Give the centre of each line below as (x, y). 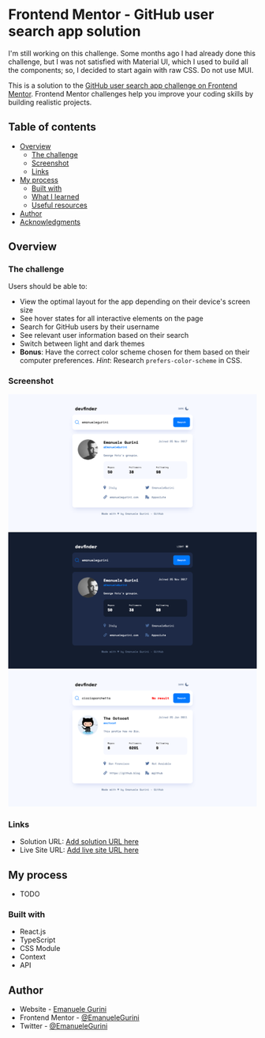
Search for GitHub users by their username (90, 327)
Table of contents (52, 127)
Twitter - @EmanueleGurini (63, 1026)
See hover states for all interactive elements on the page (111, 319)
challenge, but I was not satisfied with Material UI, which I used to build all (128, 62)
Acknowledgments (50, 222)
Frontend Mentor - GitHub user (111, 15)
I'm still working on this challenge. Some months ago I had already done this (132, 53)
